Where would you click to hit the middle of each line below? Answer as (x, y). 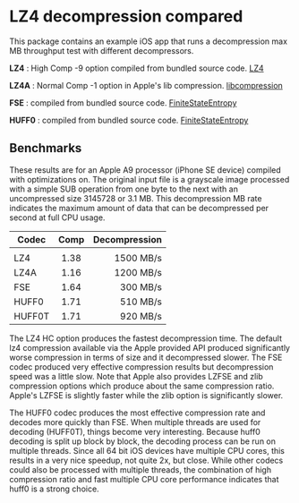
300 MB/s (141, 286)
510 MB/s (141, 302)
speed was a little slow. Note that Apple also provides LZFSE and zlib (137, 376)
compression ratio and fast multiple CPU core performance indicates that (144, 479)
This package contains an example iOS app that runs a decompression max (149, 41)
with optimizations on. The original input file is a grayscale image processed (149, 179)
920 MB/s (141, 316)
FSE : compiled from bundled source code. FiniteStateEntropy (123, 102)
